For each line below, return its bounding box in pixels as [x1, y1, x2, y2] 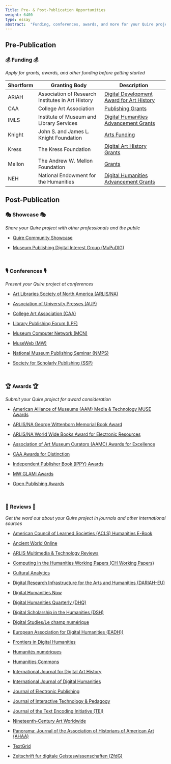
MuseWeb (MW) [12, 340, 47, 346]
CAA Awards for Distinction [12, 451, 70, 457]
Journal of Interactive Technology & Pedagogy [12, 698, 110, 704]
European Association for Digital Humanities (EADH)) [12, 629, 124, 635]
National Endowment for [38, 172, 96, 179]
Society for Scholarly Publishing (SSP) [12, 360, 93, 366]
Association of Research [38, 90, 97, 97]
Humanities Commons [12, 658, 60, 665]
